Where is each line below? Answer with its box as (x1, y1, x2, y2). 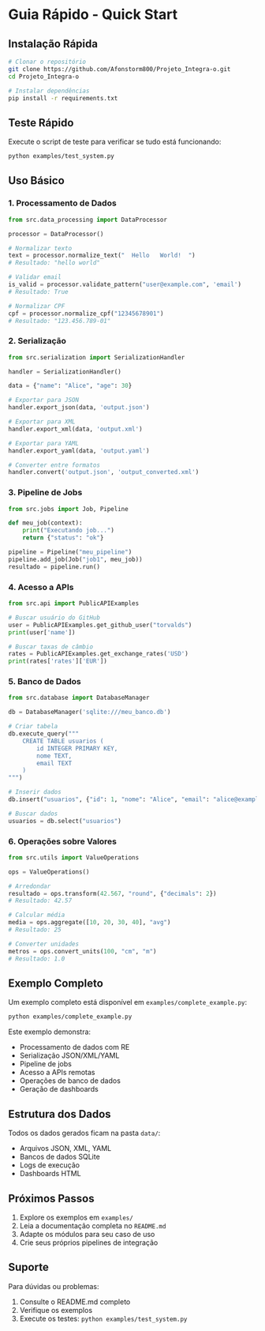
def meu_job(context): (8, 519, 83, 527)
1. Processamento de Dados (8, 197, 117, 209)
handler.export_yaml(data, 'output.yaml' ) (8, 446, 150, 455)
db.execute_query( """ (8, 730, 80, 738)
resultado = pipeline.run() (8, 562, 101, 570)
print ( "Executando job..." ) (22, 527, 114, 535)
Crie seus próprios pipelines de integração (19, 1238, 159, 1247)
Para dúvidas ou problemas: (8, 1281, 100, 1291)
